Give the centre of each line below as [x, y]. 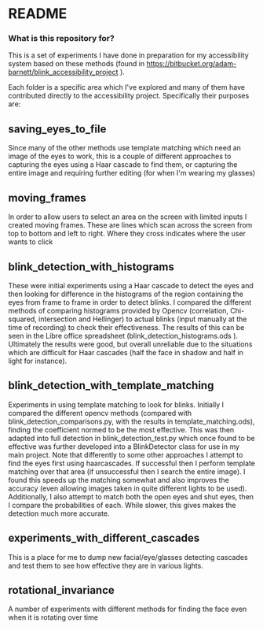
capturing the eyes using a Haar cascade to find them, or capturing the [123, 165]
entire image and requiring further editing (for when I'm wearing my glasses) [132, 173]
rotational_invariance [62, 590]
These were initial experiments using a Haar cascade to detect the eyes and [131, 285]
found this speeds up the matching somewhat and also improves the [119, 480]
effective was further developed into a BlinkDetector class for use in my [124, 447]
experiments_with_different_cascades [104, 538]
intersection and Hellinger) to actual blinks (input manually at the [142, 319]
